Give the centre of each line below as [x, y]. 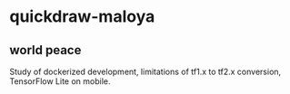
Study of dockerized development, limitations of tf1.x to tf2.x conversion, [145, 71]
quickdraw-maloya [82, 17]
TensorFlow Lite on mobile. [60, 81]
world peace [45, 50]
